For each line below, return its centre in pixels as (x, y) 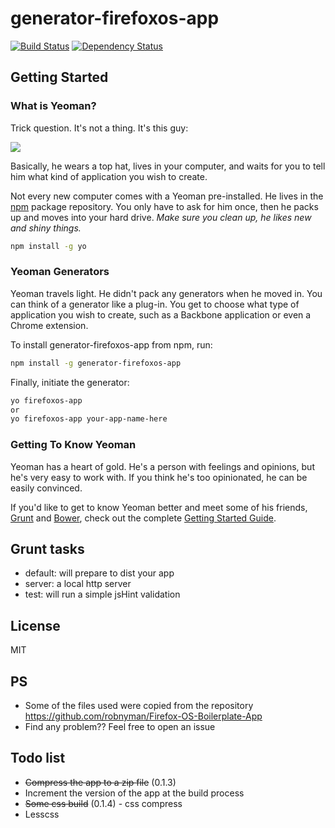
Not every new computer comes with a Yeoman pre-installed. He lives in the (167, 196)
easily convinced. (46, 488)
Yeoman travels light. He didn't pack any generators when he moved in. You (166, 293)
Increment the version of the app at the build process (134, 793)
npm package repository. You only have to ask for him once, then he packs (164, 206)
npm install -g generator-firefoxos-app (96, 363)
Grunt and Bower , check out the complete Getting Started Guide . (143, 518)
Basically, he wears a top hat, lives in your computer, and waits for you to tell (168, 166)
